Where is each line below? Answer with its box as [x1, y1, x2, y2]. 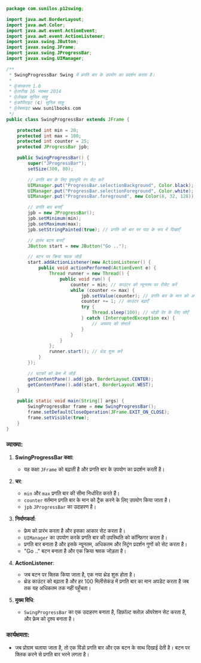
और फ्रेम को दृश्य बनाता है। [23, 615, 75, 622]
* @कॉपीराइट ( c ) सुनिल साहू [8, 100, 64, 106]
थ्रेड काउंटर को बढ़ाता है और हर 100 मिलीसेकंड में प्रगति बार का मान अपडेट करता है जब [23, 577, 189, 584]
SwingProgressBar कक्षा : [14, 453, 74, 461]
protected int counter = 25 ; [17, 138, 90, 144]
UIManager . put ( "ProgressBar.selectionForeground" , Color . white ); [28, 188, 194, 194]
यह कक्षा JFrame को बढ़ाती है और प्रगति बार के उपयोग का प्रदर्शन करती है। [23, 465, 165, 473]
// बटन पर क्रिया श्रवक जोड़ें [28, 254, 82, 260]
